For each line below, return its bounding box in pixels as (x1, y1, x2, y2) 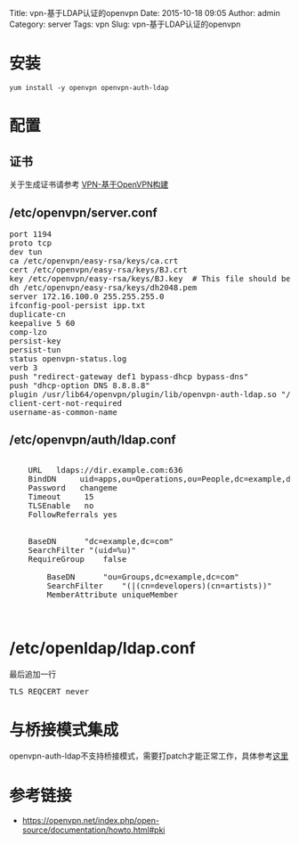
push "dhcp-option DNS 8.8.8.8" (9, 380, 150, 390)
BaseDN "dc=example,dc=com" (28, 536, 174, 546)
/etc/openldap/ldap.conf (9, 637, 196, 658)
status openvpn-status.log (9, 353, 127, 363)
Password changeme (28, 483, 117, 492)
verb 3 (9, 362, 38, 372)
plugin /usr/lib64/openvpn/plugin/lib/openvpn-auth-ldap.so (9, 389, 278, 399)
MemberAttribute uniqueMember (46, 589, 179, 599)
